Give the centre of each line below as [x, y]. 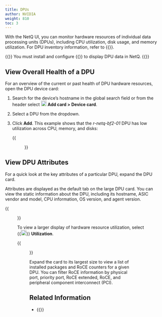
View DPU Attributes [37, 162]
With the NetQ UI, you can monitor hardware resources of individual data [78, 37]
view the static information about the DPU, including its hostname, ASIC [77, 194]
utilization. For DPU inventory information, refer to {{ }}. [60, 47]
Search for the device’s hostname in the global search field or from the [83, 98]
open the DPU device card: [32, 89]
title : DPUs [17, 9]
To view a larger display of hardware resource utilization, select [81, 227]
